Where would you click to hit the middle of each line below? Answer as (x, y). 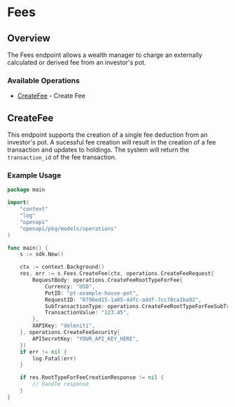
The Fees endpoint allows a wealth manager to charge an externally (105, 55)
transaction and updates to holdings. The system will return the (98, 150)
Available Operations (44, 80)
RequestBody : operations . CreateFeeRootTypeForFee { (108, 280)
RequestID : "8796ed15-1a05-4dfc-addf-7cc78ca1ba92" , (123, 300)
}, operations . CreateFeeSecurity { (70, 333)
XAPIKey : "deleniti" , (64, 326)
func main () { (28, 248)
